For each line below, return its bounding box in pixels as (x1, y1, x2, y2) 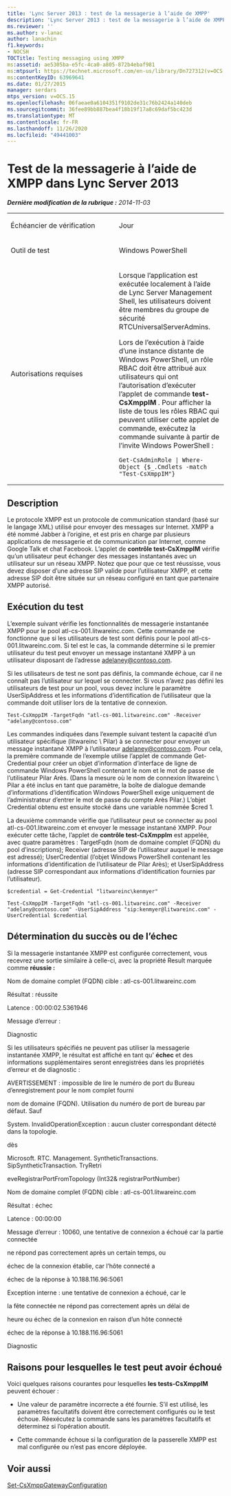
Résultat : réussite (7, 990, 58, 998)
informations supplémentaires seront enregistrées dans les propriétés (7, 1058, 205, 1066)
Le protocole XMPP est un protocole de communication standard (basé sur (7, 516, 219, 523)
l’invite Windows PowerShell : (119, 441, 214, 450)
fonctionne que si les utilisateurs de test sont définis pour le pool (7, 634, 190, 642)
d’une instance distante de (119, 346, 204, 356)
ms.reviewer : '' (7, 23, 54, 30)
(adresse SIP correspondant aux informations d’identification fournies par (7, 867, 215, 875)
